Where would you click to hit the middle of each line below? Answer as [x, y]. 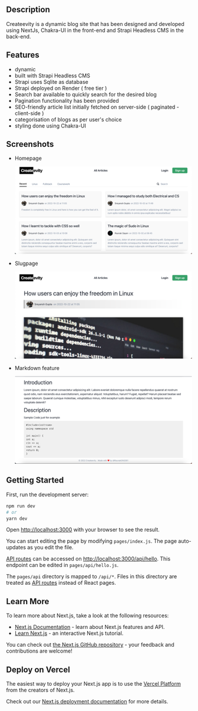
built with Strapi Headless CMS [52, 76]
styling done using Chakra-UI [50, 126]
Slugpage [26, 263]
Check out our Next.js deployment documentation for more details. [87, 701]
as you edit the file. [50, 548]
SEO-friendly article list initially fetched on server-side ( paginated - [97, 107]
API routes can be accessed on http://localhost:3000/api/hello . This [88, 559]
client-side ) [29, 113]
